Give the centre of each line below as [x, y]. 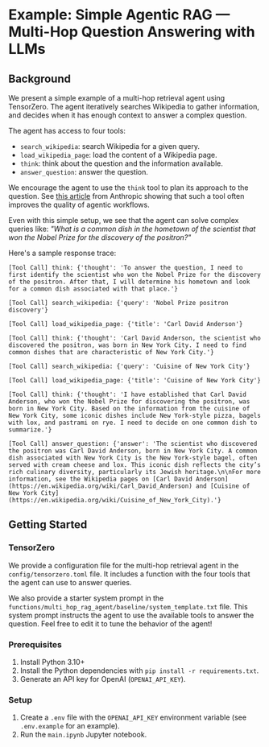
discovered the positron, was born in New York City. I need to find [128, 345]
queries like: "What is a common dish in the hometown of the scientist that [132, 229]
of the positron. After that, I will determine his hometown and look [129, 282]
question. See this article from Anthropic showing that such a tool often [126, 196]
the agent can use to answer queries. [70, 582]
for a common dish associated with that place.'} [93, 289]
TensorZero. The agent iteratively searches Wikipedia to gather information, [134, 107]
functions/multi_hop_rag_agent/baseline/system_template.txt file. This [128, 606]
